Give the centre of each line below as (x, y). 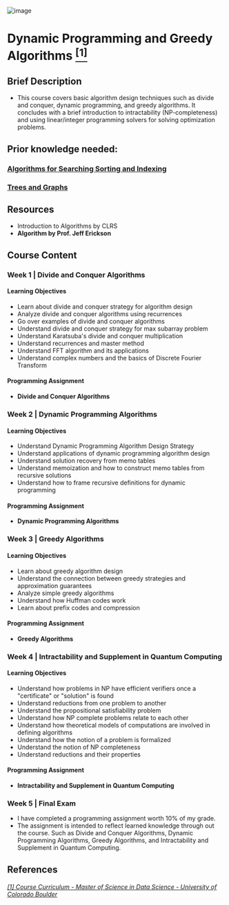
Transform (32, 365)
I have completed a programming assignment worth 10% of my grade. (116, 819)
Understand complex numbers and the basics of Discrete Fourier (109, 358)
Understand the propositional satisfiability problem (89, 710)
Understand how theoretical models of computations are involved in (113, 725)
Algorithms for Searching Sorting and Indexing (87, 168)
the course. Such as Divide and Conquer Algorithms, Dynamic (105, 833)
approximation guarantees (54, 585)
